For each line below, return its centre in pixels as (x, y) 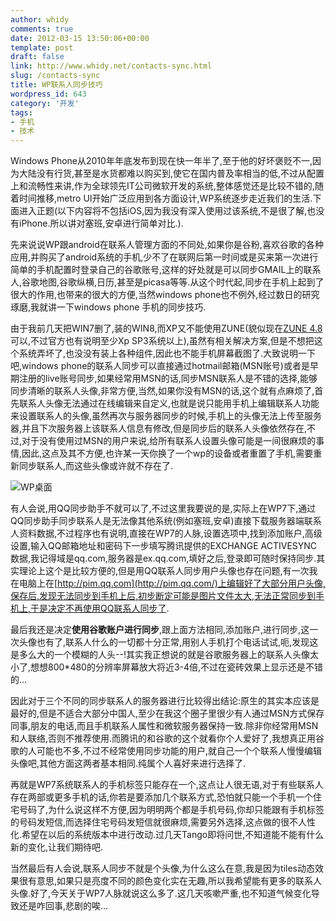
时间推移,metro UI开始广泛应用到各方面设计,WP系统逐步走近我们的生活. (165, 198)
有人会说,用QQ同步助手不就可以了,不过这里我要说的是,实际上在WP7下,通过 (163, 508)
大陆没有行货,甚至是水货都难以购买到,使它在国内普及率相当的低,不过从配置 (171, 173)
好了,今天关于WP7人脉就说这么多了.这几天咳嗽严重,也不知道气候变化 (171, 893)
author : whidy (40, 19)
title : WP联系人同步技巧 (56, 85)
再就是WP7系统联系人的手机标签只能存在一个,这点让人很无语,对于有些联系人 (167, 785)
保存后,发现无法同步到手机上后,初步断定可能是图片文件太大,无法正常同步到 (163, 596)
